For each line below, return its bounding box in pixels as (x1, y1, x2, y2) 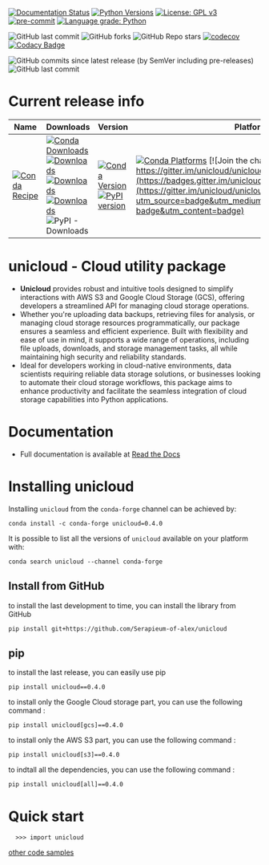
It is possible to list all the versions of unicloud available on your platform (8, 534, 249, 543)
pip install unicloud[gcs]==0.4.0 (8, 721, 124, 729)
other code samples (8, 847, 74, 858)
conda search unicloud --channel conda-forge (8, 558, 163, 566)
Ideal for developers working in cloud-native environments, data (19, 360, 232, 370)
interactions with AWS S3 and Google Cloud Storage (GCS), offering (19, 292, 245, 302)
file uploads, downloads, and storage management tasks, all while (19, 343, 238, 353)
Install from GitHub (8, 579, 105, 593)
